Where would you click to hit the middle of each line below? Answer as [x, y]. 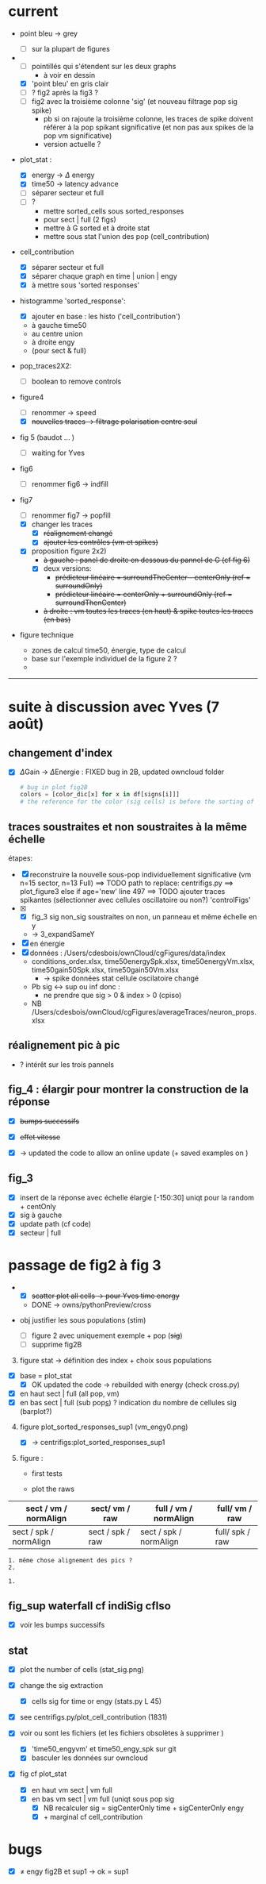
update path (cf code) [55, 1223]
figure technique [46, 635]
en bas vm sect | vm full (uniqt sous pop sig [103, 1799]
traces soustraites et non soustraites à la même [128, 827]
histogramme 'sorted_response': [72, 301]
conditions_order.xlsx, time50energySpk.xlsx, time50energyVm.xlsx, [143, 961]
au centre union [57, 333]
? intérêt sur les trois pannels [67, 1064]
